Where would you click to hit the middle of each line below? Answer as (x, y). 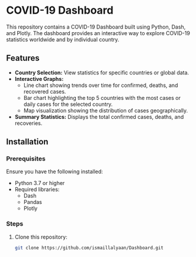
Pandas (33, 202)
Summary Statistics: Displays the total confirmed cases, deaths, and (99, 117)
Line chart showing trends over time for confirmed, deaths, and (101, 85)
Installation (27, 142)
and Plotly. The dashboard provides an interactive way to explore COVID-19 (98, 33)
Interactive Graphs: (39, 79)
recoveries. (28, 123)
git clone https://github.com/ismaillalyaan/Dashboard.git (89, 247)
